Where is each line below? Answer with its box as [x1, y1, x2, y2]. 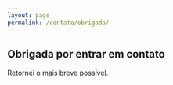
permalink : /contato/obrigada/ [7, 19, 110, 27]
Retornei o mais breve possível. [7, 68, 109, 78]
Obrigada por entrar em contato [7, 48, 165, 61]
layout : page [7, 11, 50, 19]
